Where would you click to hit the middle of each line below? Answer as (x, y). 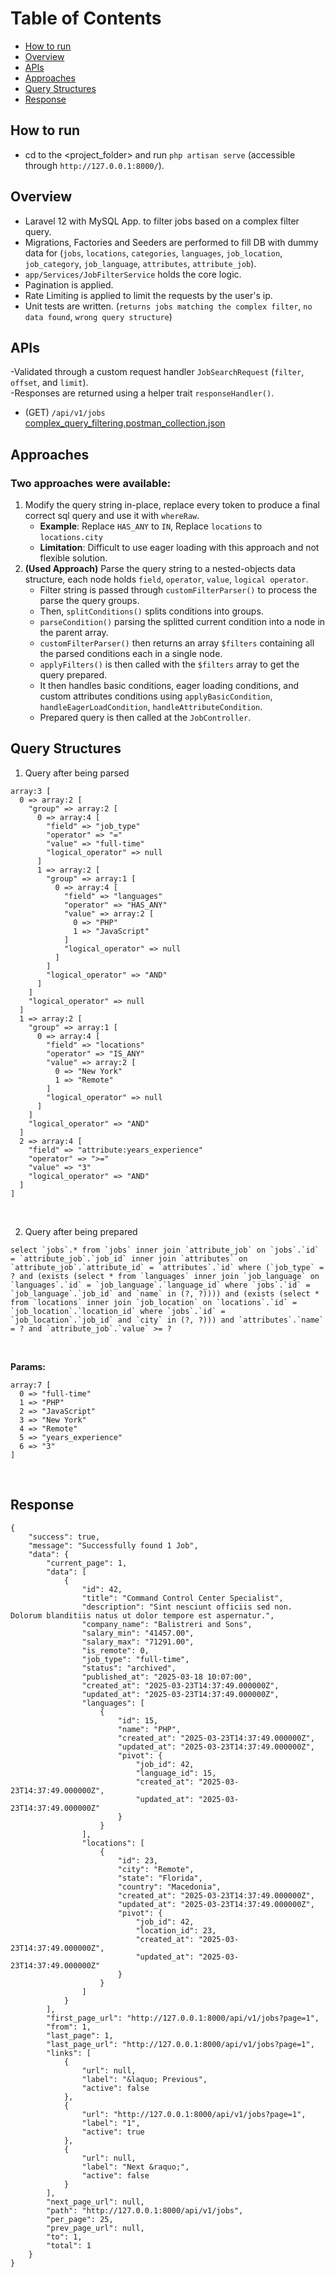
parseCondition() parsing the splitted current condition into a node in (182, 622)
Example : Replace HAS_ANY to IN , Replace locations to (151, 526)
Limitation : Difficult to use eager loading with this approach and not (179, 548)
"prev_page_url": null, (95, 2228)
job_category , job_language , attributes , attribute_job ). (140, 263)
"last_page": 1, (80, 2035)
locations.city (71, 538)
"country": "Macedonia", (169, 1887)
